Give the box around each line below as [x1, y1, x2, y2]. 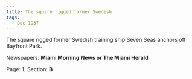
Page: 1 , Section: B [6, 66, 53, 73]
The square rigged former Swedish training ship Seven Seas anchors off [6, 37, 186, 44]
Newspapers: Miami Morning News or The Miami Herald [6, 54, 149, 62]
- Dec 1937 [11, 20, 39, 26]
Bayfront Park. [6, 42, 42, 50]
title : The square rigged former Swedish [6, 8, 112, 15]
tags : [6, 14, 20, 20]
